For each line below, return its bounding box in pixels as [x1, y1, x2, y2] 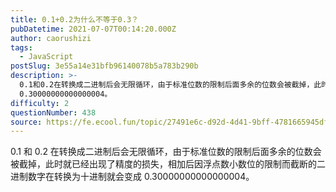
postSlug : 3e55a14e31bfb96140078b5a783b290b [10, 61, 199, 71]
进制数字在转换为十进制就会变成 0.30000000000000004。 [10, 171, 255, 183]
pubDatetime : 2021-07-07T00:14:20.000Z [10, 24, 177, 34]
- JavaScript [19, 52, 74, 62]
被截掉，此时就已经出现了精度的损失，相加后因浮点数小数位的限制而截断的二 [10, 158, 326, 170]
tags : [10, 42, 33, 53]
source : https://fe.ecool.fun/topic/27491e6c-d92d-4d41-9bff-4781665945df [10, 117, 329, 127]
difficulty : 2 [10, 98, 70, 108]
